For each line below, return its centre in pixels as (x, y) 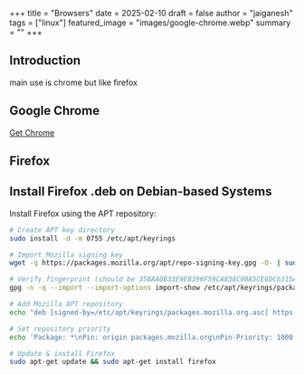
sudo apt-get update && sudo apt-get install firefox (113, 362)
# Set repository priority (60, 329)
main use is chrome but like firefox (74, 82)
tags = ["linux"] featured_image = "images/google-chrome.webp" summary (150, 23)
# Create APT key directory (62, 230)
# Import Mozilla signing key (66, 255)
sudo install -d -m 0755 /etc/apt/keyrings (93, 239)
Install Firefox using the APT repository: (83, 213)
